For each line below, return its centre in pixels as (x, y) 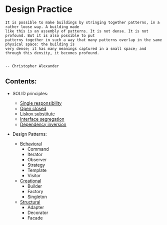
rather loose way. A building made (42, 27)
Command (38, 149)
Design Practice (39, 9)
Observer (37, 159)
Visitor (34, 175)
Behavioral (31, 144)
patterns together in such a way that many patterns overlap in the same (84, 40)
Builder (35, 186)
